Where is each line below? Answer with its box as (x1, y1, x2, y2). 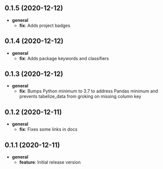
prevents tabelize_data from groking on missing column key (19, 93, 142, 99)
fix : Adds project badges (19, 22, 71, 28)
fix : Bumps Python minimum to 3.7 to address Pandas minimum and (19, 88, 159, 94)
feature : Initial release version (19, 159, 81, 166)
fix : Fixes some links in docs (19, 126, 78, 132)
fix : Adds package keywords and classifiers (19, 55, 109, 61)
